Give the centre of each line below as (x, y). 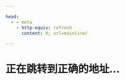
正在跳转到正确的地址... (63, 69)
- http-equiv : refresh (44, 28)
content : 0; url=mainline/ (55, 33)
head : (12, 16)
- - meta (22, 22)
